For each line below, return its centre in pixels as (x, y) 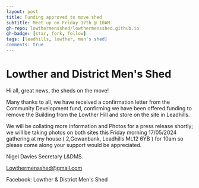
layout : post (22, 12)
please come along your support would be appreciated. (74, 145)
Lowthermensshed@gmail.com (44, 168)
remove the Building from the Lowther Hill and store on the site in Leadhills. (98, 114)
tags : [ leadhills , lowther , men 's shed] (57, 39)
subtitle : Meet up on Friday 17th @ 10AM (58, 23)
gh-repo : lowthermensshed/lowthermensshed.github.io (73, 28)
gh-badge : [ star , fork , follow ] (46, 34)
